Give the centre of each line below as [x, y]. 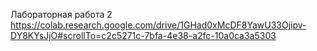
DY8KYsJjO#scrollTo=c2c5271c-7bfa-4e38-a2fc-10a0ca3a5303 [143, 35]
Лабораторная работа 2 [61, 14]
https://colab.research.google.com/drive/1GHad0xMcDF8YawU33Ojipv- [158, 25]
